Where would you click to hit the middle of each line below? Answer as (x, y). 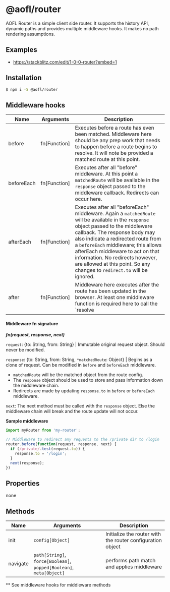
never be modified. (25, 350)
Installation (24, 78)
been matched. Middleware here (113, 134)
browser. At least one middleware (115, 298)
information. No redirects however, (116, 258)
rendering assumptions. (30, 34)
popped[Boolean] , (54, 567)
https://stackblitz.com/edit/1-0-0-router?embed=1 (65, 62)
